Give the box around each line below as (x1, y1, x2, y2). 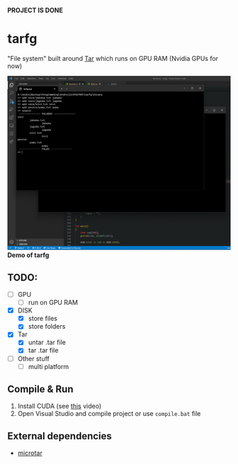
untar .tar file (28, 338, 66, 346)
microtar (17, 449, 42, 458)
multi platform (28, 362, 69, 370)
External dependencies (7, 430, 112, 442)
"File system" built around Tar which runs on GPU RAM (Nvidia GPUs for (7, 54, 218, 62)
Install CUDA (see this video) (17, 402, 101, 410)
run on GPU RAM (28, 298, 78, 307)
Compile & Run (7, 383, 74, 395)
